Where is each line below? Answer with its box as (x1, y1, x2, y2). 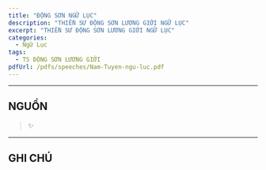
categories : (8, 33, 47, 42)
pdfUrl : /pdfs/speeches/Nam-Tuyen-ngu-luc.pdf (8, 63, 165, 71)
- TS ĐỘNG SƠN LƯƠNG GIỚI (15, 56, 101, 64)
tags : (8, 48, 26, 56)
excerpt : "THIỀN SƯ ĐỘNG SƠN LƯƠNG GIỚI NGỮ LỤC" (8, 26, 176, 34)
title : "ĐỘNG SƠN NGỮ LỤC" (8, 11, 97, 20)
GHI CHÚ (8, 151, 53, 164)
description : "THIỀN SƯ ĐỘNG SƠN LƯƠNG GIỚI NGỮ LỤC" (8, 19, 190, 27)
